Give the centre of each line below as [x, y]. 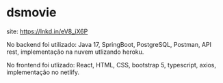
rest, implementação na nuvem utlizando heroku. [75, 52]
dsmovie [31, 13]
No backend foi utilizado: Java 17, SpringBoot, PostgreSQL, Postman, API [109, 44]
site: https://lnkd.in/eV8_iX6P [47, 31]
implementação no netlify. [43, 72]
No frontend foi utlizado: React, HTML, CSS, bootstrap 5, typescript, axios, [112, 65]
